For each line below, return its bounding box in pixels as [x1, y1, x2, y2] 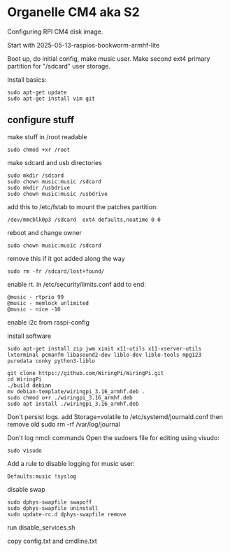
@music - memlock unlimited [7, 299, 89, 306]
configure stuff [7, 114, 75, 126]
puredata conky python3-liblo [7, 358, 96, 365]
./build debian [7, 382, 52, 389]
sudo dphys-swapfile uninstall [7, 504, 99, 511]
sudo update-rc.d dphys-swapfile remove [7, 511, 127, 518]
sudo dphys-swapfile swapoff [7, 498, 92, 506]
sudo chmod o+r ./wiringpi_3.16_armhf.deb [7, 394, 133, 401]
